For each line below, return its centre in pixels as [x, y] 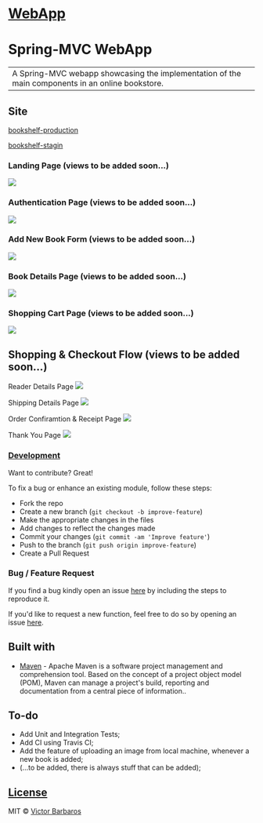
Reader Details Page [41, 387]
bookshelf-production [43, 129]
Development [34, 456]
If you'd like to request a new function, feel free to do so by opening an [122, 614]
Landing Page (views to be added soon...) [89, 166]
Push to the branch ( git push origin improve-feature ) [108, 544]
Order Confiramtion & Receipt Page [65, 419]
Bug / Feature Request [51, 574]
